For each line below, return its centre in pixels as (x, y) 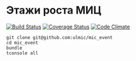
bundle (14, 48)
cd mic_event (22, 43)
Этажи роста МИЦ (54, 10)
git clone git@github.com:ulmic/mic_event (59, 37)
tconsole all (22, 53)
